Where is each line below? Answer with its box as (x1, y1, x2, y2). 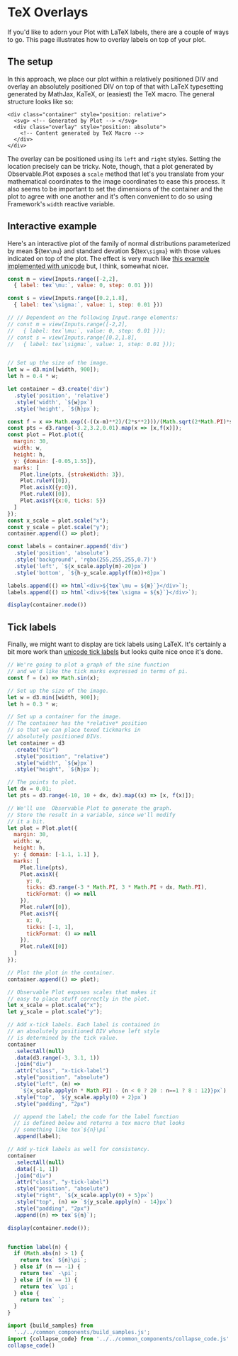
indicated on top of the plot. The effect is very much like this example (7, 254, 210, 262)
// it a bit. (7, 818, 46, 825)
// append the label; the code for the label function (13, 1113, 179, 1121)
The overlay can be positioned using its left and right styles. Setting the (7, 154, 222, 163)
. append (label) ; (13, 1133, 62, 1140)
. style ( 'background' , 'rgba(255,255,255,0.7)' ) (13, 556, 157, 564)
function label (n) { (7, 1243, 69, 1250)
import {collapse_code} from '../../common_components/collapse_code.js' (7, 1335, 230, 1343)
